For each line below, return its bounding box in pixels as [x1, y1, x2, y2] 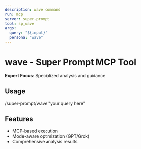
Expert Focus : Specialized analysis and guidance [5, 73, 106, 78]
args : [5, 26, 16, 31]
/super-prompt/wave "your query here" [5, 100, 86, 106]
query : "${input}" [9, 30, 48, 35]
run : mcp [5, 12, 23, 17]
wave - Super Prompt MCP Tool [5, 57, 137, 68]
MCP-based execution [12, 128, 58, 134]
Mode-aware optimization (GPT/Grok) [12, 133, 90, 139]
